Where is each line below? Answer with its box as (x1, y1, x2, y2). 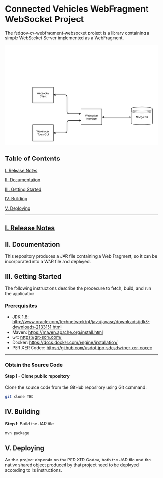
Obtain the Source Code (5, 361, 63, 368)
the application (5, 290, 35, 296)
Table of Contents (5, 155, 61, 163)
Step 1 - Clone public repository (5, 373, 70, 379)
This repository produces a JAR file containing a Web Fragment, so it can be (5, 253, 158, 259)
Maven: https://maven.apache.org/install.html (12, 329, 103, 335)
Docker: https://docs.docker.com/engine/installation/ (12, 339, 118, 345)
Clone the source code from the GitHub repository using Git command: (5, 384, 147, 390)
